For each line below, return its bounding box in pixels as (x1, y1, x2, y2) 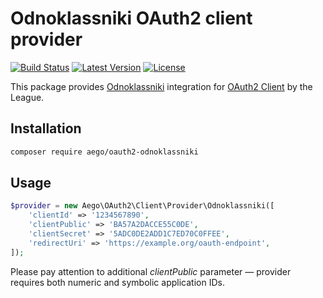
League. (10, 91, 45, 103)
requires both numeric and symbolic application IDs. (10, 276, 225, 288)
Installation (10, 120, 82, 137)
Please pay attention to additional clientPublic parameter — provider (10, 265, 292, 277)
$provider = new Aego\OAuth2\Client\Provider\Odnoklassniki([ (10, 201, 275, 211)
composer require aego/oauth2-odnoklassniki (10, 147, 199, 157)
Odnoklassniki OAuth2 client (10, 7, 253, 30)
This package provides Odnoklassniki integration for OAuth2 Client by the (10, 80, 313, 92)
